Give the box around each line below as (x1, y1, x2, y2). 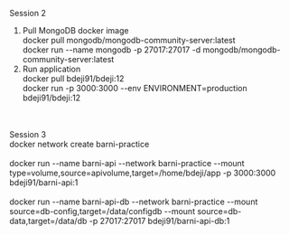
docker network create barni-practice (9, 139, 150, 149)
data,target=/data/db (9, 216, 88, 226)
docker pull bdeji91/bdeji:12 (22, 73, 125, 84)
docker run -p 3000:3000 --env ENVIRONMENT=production (22, 83, 247, 93)
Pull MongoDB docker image (22, 25, 129, 35)
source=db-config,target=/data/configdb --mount (9, 206, 196, 216)
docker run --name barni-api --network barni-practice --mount (9, 158, 246, 168)
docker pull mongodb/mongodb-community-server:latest (22, 35, 237, 45)
